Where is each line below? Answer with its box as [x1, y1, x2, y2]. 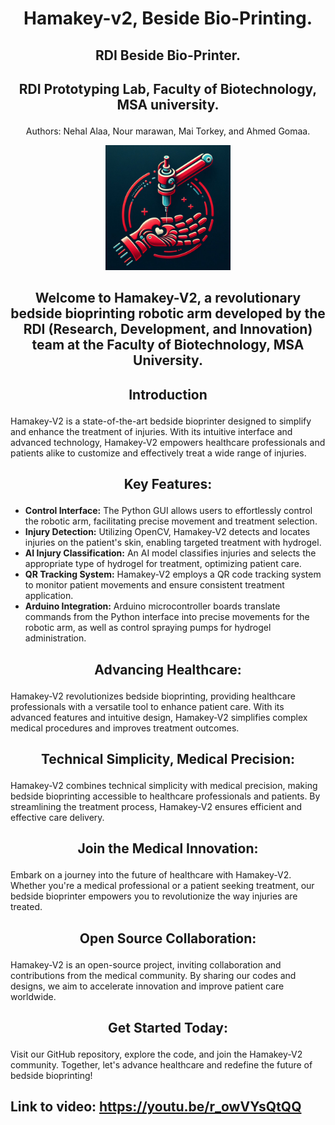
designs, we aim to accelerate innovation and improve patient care [10, 980, 285, 992]
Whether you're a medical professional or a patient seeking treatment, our [10, 880, 315, 892]
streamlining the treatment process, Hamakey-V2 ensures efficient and [10, 800, 302, 812]
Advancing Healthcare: [94, 661, 242, 678]
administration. [24, 632, 87, 644]
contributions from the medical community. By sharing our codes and [10, 969, 297, 981]
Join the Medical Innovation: [77, 840, 259, 857]
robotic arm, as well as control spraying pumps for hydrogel [24, 622, 272, 634]
